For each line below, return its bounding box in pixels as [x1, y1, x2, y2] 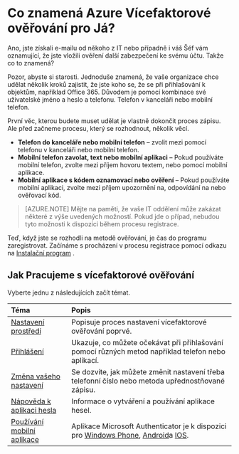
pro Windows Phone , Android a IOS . [70, 430, 189, 440]
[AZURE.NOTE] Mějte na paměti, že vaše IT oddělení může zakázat [24, 204, 222, 213]
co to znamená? [7, 58, 55, 67]
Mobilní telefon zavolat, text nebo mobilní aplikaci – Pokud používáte [17, 153, 224, 162]
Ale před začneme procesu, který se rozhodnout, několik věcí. [7, 124, 190, 132]
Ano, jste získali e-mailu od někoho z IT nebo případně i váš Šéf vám [7, 43, 208, 52]
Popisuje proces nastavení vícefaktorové [70, 317, 208, 327]
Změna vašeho [11, 371, 60, 381]
